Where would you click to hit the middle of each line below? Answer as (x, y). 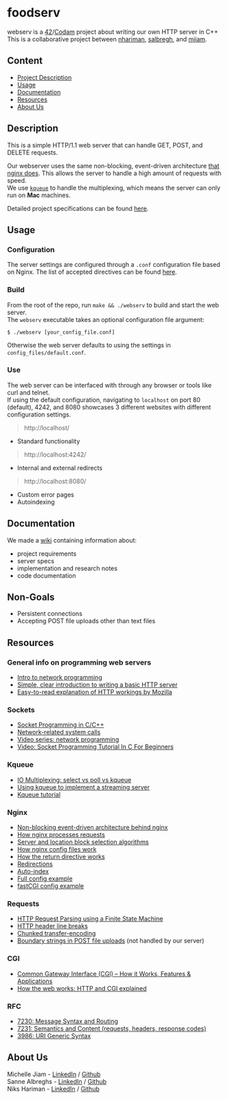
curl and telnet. (28, 392)
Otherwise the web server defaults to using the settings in (89, 345)
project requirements (47, 554)
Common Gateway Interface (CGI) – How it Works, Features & (104, 974)
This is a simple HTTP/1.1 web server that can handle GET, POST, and (105, 145)
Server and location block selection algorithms (83, 842)
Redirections (35, 864)
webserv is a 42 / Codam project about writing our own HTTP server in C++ (113, 32)
